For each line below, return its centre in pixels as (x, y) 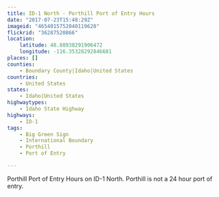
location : (21, 39)
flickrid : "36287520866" (43, 32)
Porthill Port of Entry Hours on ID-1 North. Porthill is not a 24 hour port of (110, 179)
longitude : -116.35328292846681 (66, 52)
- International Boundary (57, 141)
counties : (21, 64)
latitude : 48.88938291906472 (61, 45)
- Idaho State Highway (52, 109)
